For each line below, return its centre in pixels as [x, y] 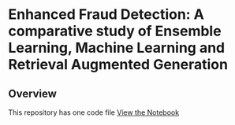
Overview [33, 93]
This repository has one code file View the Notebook [94, 112]
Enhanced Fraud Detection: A [106, 15]
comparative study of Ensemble [115, 31]
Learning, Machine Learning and [117, 48]
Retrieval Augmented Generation [118, 65]
